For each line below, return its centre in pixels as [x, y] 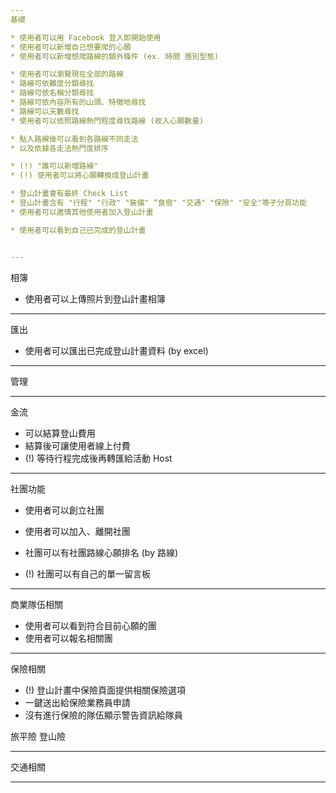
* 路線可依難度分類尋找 [52, 84]
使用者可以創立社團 [64, 510]
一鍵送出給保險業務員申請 [77, 702]
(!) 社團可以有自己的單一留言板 [87, 573]
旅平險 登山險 [38, 736]
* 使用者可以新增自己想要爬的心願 [71, 47]
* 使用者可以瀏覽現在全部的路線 [67, 74]
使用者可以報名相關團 [68, 638]
